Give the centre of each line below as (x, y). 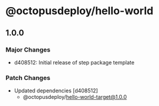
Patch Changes (28, 78)
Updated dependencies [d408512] (56, 91)
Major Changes (28, 50)
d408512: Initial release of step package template (74, 62)
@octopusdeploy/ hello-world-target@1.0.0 (75, 97)
